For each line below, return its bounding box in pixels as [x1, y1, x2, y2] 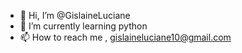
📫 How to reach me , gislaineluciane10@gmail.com [19, 31, 232, 43]
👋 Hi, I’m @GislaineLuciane [19, 10, 131, 21]
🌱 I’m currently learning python [19, 20, 148, 32]
